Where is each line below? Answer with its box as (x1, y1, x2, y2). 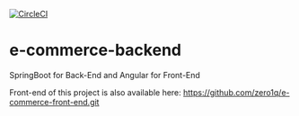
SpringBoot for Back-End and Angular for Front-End (9, 69, 200, 80)
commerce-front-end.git (9, 96, 100, 107)
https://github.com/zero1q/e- (182, 86, 290, 98)
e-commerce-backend (9, 40, 182, 60)
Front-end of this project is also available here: (9, 86, 181, 98)
